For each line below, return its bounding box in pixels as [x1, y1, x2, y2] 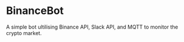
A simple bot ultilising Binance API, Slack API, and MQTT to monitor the [6, 23, 178, 30]
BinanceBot [6, 4, 64, 17]
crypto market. [6, 29, 42, 36]
